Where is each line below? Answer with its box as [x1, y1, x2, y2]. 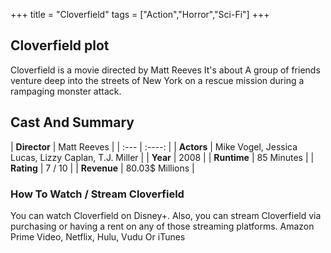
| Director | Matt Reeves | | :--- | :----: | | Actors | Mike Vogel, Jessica [10, 140, 298, 153]
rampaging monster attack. [10, 85, 122, 97]
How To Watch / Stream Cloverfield [10, 187, 185, 201]
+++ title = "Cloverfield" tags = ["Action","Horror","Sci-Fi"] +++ [10, 9, 270, 20]
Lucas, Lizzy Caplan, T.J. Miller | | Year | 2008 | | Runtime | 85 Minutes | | [10, 151, 315, 163]
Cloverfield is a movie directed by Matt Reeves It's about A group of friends [10, 64, 321, 76]
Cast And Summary [10, 114, 135, 131]
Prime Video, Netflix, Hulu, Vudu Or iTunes [10, 230, 186, 243]
